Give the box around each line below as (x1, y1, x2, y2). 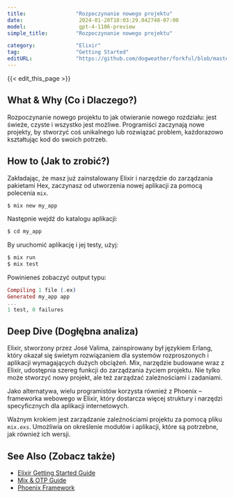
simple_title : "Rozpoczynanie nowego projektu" (7, 29, 173, 37)
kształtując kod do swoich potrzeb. (7, 135, 108, 143)
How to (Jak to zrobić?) (7, 155, 110, 167)
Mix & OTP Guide (17, 476, 67, 485)
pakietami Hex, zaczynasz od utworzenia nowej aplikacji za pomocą (7, 181, 203, 189)
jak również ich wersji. (7, 430, 71, 439)
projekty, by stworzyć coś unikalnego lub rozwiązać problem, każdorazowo (7, 127, 224, 136)
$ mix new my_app (7, 202, 58, 209)
